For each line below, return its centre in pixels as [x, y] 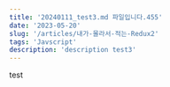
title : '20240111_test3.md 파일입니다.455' [86, 17]
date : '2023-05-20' [45, 25]
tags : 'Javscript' [43, 42]
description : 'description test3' [73, 50]
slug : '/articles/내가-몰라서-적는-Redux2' [84, 33]
